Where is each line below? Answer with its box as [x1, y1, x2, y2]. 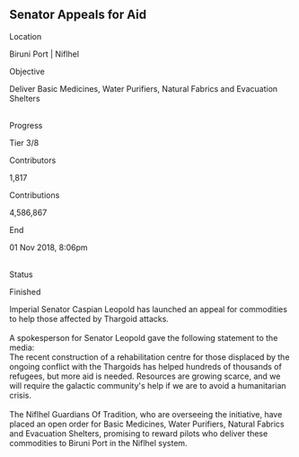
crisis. [9, 390, 31, 400]
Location [9, 31, 42, 41]
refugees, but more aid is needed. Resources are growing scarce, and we [9, 371, 281, 381]
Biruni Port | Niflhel [9, 49, 79, 59]
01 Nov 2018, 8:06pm [9, 242, 88, 253]
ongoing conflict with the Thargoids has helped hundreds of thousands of [9, 361, 283, 372]
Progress [9, 120, 43, 130]
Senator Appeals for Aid [9, 7, 146, 22]
